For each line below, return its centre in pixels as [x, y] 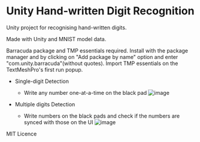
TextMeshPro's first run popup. [45, 69]
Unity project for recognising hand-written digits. [66, 27]
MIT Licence [22, 134]
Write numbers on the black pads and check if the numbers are [102, 116]
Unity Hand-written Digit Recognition [100, 11]
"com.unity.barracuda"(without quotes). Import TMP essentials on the [92, 63]
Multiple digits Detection [45, 104]
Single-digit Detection [42, 81]
